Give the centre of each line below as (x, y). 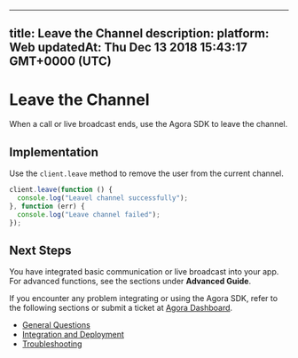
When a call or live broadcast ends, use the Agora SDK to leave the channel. (149, 124)
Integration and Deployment (73, 335)
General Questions (56, 325)
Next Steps (40, 250)
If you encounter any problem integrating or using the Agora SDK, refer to (143, 298)
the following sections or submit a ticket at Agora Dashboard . (121, 308)
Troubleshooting (52, 344)
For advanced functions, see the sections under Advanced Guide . (130, 282)
